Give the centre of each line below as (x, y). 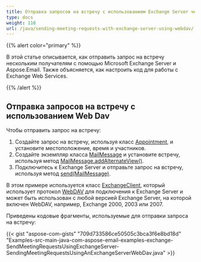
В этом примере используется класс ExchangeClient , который (86, 185)
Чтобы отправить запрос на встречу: (54, 130)
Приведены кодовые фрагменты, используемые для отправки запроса (97, 216)
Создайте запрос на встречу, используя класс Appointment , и (94, 142)
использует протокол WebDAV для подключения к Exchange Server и (95, 191)
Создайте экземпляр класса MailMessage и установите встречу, (98, 155)
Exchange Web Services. (37, 76)
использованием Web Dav (58, 116)
